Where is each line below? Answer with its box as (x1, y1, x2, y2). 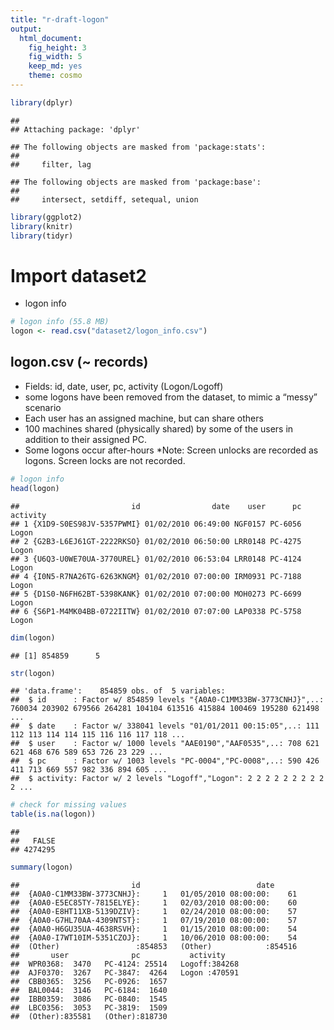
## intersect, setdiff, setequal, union (10, 194, 199, 205)
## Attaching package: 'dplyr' (10, 124, 141, 135)
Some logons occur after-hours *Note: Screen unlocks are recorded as (24, 444, 319, 456)
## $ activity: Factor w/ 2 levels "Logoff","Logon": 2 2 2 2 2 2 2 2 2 (10, 774, 325, 784)
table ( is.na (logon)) (10, 809, 97, 820)
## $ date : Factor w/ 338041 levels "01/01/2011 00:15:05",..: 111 (10, 721, 320, 731)
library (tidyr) (10, 231, 74, 241)
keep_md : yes (28, 61, 83, 71)
